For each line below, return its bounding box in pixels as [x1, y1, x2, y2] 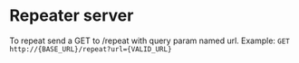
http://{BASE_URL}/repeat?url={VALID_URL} [9, 44, 172, 54]
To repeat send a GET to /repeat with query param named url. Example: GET [9, 35, 290, 46]
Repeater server [9, 5, 134, 26]
